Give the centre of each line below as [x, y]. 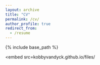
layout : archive [22, 10]
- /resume [20, 33]
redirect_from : [21, 28]
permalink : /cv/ [22, 19]
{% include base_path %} [32, 47]
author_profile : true [28, 24]
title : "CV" [18, 14]
